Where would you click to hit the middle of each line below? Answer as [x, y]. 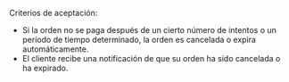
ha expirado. [45, 68]
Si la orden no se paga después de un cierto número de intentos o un [149, 30]
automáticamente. [55, 49]
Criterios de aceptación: [54, 13]
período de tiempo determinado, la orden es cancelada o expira [139, 40]
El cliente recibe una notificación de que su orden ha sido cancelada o [151, 58]
